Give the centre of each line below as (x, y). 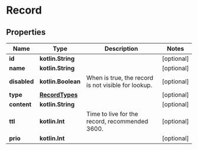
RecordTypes (58, 95)
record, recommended (117, 121)
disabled (22, 81)
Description (121, 49)
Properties (26, 32)
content (20, 104)
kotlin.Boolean (60, 81)
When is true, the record (120, 78)
